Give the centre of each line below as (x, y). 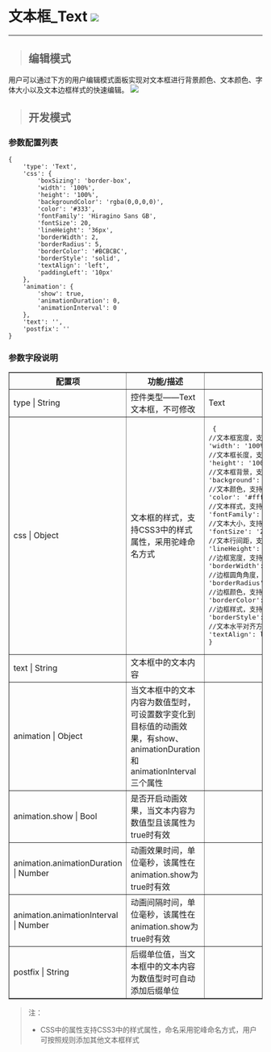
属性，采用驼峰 (159, 541)
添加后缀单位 (155, 991)
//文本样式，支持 (236, 506)
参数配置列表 (33, 143)
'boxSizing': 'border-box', (84, 181)
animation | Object (48, 736)
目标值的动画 (155, 726)
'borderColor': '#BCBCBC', (83, 252)
